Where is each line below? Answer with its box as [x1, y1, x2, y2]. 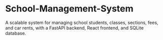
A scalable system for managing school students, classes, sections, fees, [5, 19, 158, 25]
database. [5, 30, 26, 36]
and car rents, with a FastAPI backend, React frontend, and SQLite [5, 24, 144, 30]
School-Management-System [5, 3, 134, 14]
